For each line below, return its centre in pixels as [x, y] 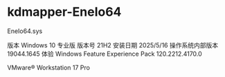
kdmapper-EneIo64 [64, 12]
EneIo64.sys [25, 31]
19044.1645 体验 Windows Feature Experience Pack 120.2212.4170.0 [105, 54]
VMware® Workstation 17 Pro [48, 67]
